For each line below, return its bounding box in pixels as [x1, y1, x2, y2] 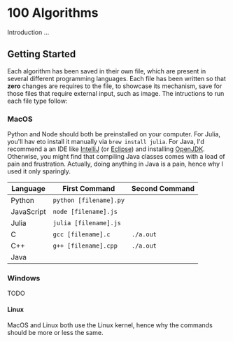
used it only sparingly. [7, 167, 71, 176]
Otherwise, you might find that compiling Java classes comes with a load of [7, 152, 225, 161]
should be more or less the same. [7, 328, 104, 336]
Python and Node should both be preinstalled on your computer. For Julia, [7, 130, 221, 138]
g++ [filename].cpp [52, 242, 118, 250]
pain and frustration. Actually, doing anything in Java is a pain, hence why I [7, 159, 224, 169]
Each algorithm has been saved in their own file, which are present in [7, 66, 206, 75]
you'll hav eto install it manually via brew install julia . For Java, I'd [7, 138, 205, 146]
